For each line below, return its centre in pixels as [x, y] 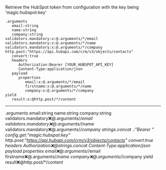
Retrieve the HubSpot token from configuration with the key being [72, 7]
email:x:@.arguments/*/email [55, 82]
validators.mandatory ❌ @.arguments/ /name [50, 124]
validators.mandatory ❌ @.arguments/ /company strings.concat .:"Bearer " [80, 129]
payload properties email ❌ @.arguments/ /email [53, 151]
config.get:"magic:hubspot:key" [38, 135]
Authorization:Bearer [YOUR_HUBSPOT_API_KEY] [66, 65]
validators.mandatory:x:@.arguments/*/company [54, 47]
